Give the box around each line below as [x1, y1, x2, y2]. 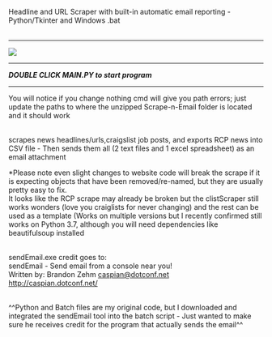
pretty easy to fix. [8, 186, 67, 194]
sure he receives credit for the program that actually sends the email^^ [8, 320, 244, 329]
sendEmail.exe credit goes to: [8, 253, 108, 262]
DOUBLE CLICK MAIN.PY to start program [8, 70, 152, 79]
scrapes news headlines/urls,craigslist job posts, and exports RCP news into [8, 135, 263, 144]
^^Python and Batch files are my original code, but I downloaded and [8, 303, 237, 312]
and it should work [8, 111, 70, 120]
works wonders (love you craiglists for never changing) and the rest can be [8, 203, 259, 211]
